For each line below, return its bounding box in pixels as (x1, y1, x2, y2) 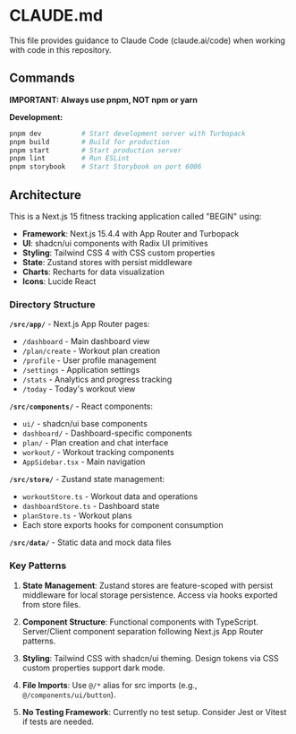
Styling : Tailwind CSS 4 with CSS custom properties (21, 247, 216, 258)
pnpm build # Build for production (9, 137, 170, 146)
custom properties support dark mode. (21, 662, 165, 673)
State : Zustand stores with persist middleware (21, 256, 193, 267)
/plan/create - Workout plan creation (21, 346, 161, 357)
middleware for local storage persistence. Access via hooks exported (21, 589, 278, 600)
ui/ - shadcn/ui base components (21, 419, 148, 429)
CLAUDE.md (9, 5, 104, 26)
